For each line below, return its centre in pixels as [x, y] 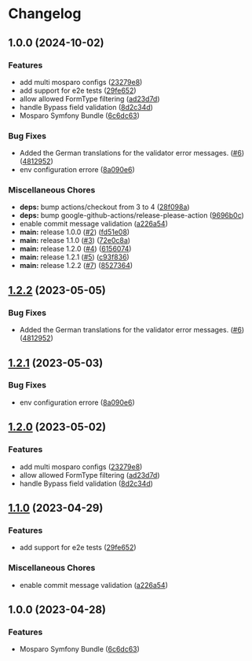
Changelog [45, 14]
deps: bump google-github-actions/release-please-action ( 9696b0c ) [132, 215]
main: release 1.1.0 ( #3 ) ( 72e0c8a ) [75, 241]
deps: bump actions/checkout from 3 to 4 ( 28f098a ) [104, 207]
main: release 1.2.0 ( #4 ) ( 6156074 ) [75, 249]
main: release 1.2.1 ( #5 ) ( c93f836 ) [74, 257]
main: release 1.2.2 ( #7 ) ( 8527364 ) [76, 266]
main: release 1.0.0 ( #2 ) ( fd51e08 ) [75, 232]
